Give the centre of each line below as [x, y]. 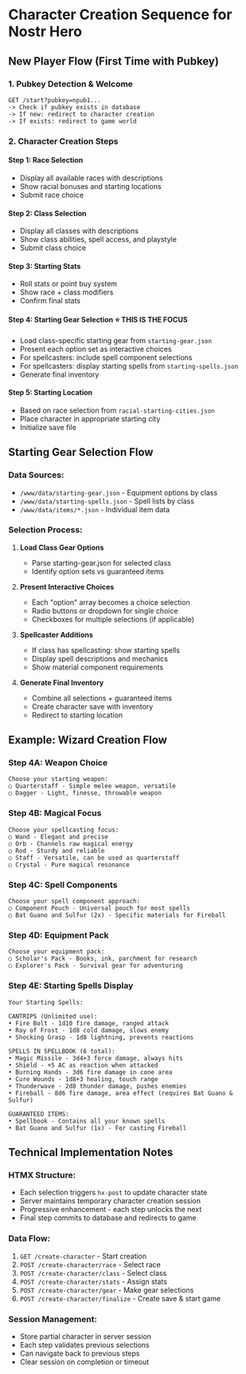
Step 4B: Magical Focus [55, 813]
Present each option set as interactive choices [96, 349]
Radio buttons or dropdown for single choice [105, 610]
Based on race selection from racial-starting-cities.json [117, 410]
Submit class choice [53, 248]
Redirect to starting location [77, 715]
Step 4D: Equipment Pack [59, 935]
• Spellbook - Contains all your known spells [87, 1121]
